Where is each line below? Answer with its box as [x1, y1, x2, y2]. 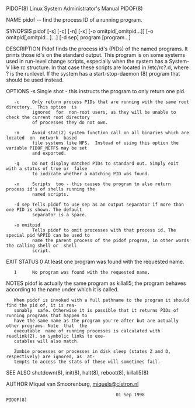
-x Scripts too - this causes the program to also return [13, 181, 171, 187]
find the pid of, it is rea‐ [6, 302, 77, 308]
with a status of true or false [6, 166, 88, 172]
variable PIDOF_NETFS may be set [6, 145, 88, 151]
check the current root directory [6, 114, 90, 120]
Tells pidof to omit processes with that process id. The [32, 227, 176, 233]
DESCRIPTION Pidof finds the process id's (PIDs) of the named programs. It [6, 45, 188, 52]
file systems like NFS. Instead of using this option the [32, 140, 179, 146]
